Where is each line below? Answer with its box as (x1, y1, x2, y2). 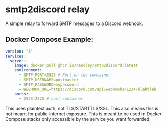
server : (10, 58, 27, 63)
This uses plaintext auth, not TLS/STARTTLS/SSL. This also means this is (5, 106, 159, 112)
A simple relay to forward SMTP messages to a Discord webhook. (5, 20, 144, 27)
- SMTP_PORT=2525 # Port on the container (18, 72, 111, 78)
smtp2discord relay (5, 4, 90, 15)
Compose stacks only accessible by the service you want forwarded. (5, 116, 151, 122)
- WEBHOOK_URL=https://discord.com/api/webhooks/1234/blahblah (18, 87, 157, 92)
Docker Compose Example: (5, 35, 93, 44)
